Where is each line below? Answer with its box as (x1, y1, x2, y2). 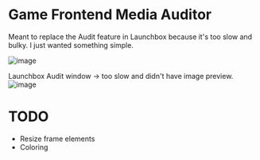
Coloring (19, 142, 49, 152)
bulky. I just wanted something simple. (8, 40, 134, 49)
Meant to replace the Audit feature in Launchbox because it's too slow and (8, 32, 253, 41)
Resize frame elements (19, 134, 95, 143)
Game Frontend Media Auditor (8, 6, 212, 24)
